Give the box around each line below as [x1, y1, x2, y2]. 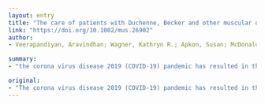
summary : [8, 55, 37, 63]
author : [8, 33, 34, 42]
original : [8, 76, 41, 84]
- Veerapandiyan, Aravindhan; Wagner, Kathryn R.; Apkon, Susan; [8, 41, 227, 49]
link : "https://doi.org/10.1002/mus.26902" [8, 26, 154, 34]
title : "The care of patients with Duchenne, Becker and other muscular [8, 19, 252, 27]
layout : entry [8, 11, 55, 20]
